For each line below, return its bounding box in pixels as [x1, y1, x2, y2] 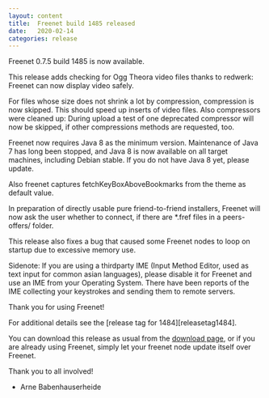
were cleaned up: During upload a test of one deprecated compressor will [8, 114, 254, 124]
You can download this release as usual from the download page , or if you [8, 333, 256, 344]
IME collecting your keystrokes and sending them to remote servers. [8, 286, 236, 296]
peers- [222, 212, 246, 222]
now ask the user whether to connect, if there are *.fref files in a [8, 212, 221, 222]
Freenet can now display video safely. [8, 81, 135, 91]
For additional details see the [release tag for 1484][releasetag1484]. [8, 318, 237, 328]
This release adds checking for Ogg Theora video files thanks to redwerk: [8, 72, 254, 82]
